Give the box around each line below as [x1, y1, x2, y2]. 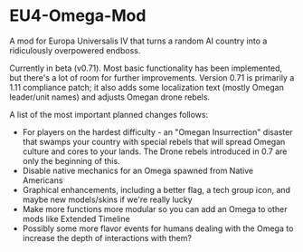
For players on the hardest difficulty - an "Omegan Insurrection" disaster [22, 126, 293, 137]
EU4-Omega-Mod [9, 5, 147, 26]
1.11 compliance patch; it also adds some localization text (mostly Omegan [9, 82, 285, 92]
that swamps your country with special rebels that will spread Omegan [22, 136, 286, 147]
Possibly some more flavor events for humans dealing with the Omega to [22, 223, 294, 234]
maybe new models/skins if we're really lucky [22, 194, 193, 205]
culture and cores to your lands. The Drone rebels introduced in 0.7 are [22, 146, 288, 157]
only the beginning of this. [22, 155, 120, 166]
